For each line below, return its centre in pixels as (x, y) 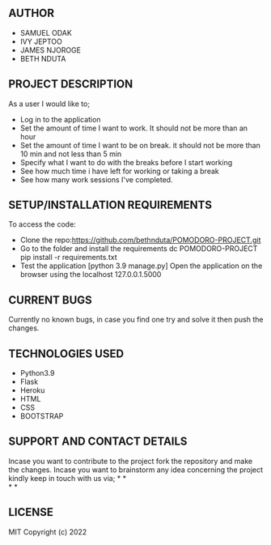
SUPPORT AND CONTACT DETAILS (98, 442)
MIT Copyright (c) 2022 (48, 532)
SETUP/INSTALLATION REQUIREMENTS (110, 205)
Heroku (32, 390)
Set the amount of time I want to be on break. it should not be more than (140, 145)
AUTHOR (32, 13)
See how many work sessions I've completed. (96, 179)
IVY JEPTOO (41, 41)
